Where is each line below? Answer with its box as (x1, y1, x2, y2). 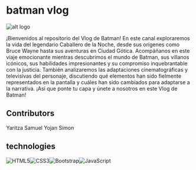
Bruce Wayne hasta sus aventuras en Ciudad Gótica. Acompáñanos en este (6, 47, 190, 54)
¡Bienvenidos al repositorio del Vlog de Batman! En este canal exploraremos (6, 34, 190, 41)
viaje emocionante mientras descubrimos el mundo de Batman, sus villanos (6, 53, 190, 60)
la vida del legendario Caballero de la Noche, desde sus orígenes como (6, 41, 180, 48)
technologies (6, 142, 56, 152)
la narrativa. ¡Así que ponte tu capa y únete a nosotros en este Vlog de (6, 85, 178, 92)
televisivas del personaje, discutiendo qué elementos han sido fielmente (6, 72, 182, 79)
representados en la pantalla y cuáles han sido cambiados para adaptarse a (6, 78, 190, 86)
